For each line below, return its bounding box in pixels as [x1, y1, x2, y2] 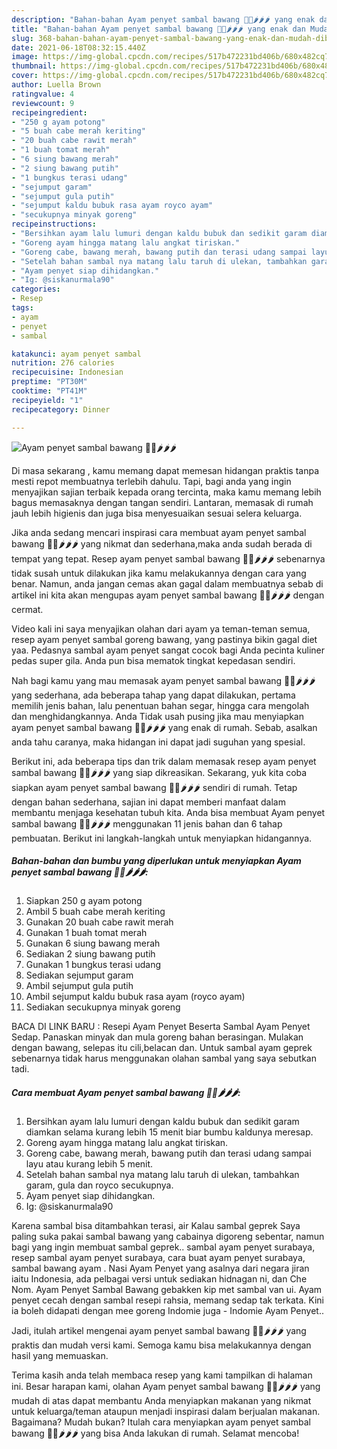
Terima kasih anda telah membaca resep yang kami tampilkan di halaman [11, 1369, 313, 1381]
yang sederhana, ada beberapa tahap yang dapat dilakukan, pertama [11, 689, 296, 701]
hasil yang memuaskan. [11, 1350, 109, 1362]
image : [11, 52, 39, 62]
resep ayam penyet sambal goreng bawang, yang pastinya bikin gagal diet [11, 633, 318, 645]
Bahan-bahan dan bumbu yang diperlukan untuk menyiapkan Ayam [11, 855, 302, 867]
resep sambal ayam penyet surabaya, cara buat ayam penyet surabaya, [11, 1252, 306, 1264]
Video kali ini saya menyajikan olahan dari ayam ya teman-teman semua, [11, 622, 311, 635]
